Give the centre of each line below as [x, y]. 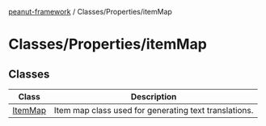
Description [154, 97]
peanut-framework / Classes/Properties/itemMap [90, 12]
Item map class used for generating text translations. [154, 110]
